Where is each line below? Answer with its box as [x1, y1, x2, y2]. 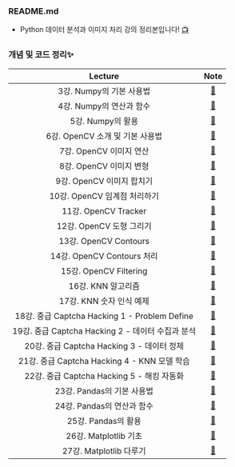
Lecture [89, 70, 120, 82]
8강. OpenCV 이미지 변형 [58, 160, 149, 171]
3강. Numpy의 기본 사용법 [58, 86, 150, 97]
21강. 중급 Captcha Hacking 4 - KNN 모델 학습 [18, 355, 190, 366]
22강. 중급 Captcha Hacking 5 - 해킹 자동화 [24, 370, 184, 381]
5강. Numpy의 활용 [70, 115, 138, 126]
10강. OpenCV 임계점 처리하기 [49, 190, 160, 202]
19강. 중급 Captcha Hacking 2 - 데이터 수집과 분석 [12, 325, 197, 337]
